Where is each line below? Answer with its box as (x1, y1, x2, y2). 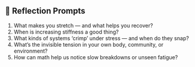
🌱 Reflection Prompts (5, 6, 86, 16)
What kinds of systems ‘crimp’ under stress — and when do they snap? (13, 34, 189, 42)
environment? (13, 47, 48, 54)
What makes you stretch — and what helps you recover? (13, 22, 153, 29)
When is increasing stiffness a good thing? (13, 28, 119, 35)
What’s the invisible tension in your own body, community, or (13, 41, 164, 48)
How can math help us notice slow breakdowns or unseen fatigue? (13, 53, 178, 60)
